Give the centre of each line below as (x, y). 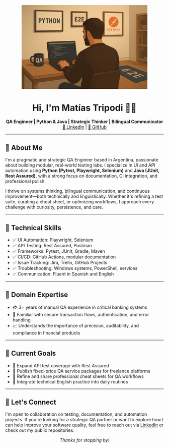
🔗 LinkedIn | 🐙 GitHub (84, 127)
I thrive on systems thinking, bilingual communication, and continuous (77, 191)
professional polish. (26, 181)
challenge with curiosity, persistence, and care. (54, 207)
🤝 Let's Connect (31, 402)
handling (22, 320)
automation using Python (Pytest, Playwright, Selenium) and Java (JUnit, (82, 171)
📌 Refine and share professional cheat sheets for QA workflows (78, 376)
